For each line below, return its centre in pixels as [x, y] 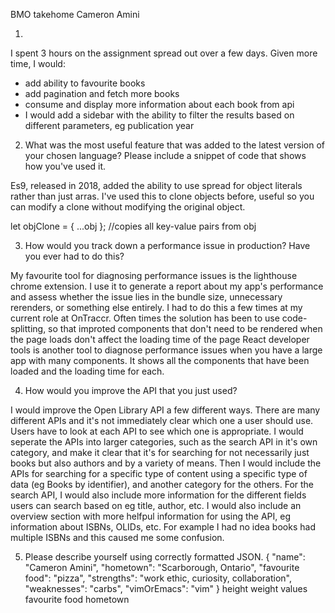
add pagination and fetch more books [102, 93]
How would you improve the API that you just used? [131, 390]
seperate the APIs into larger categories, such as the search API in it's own [164, 442]
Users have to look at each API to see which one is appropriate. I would [157, 431]
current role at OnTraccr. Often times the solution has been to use [145, 318]
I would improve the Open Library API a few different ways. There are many [165, 410]
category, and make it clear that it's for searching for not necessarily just [160, 452]
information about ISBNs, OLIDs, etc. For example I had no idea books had [163, 527]
